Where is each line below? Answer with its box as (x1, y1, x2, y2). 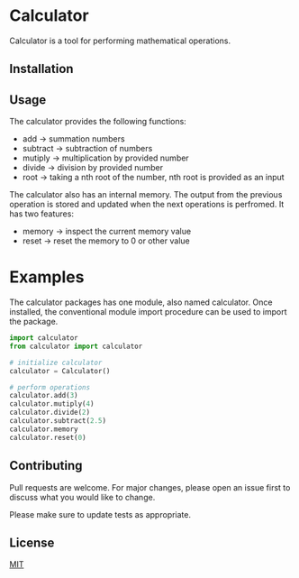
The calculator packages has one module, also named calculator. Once (9, 297, 273, 307)
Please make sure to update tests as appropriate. (9, 509, 192, 519)
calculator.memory (9, 425, 78, 434)
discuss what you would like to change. (9, 491, 156, 502)
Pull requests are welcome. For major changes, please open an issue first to (9, 482, 291, 492)
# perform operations (9, 382, 91, 392)
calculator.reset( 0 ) (9, 433, 87, 442)
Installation (9, 61, 74, 77)
